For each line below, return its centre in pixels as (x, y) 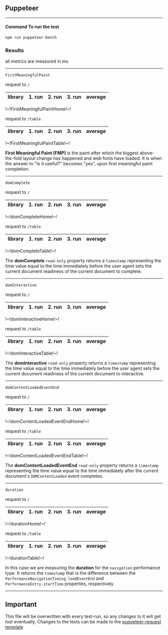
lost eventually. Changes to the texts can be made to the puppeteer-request (83, 622)
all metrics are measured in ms (37, 61)
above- (147, 153)
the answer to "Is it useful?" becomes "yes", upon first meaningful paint (79, 164)
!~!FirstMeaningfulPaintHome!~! (38, 109)
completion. (17, 169)
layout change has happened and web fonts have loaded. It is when (92, 158)
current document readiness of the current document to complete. (74, 271)
